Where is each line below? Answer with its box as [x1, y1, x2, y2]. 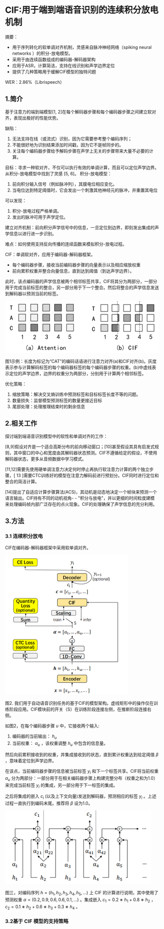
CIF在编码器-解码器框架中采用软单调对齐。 [5, 545, 91, 551]
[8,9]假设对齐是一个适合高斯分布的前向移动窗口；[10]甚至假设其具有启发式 [5, 444, 155, 450]
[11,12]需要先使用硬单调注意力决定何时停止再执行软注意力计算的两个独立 [5, 466, 150, 472]
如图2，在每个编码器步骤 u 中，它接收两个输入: [5, 723, 100, 729]
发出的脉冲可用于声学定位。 [12, 214, 68, 220]
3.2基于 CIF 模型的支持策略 [5, 918, 69, 925]
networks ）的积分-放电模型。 [12, 50, 73, 56]
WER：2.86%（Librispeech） [5, 79, 64, 85]
